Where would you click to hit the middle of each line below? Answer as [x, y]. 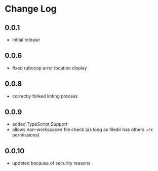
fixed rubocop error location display [49, 68]
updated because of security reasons [51, 163]
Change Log [31, 9]
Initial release [26, 40]
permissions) [26, 135]
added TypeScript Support [40, 124]
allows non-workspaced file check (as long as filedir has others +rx [82, 129]
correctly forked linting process [45, 96]
